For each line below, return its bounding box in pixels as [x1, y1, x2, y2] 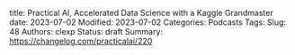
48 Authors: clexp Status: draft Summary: [9, 27, 164, 36]
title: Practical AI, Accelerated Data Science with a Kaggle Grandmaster [9, 8, 273, 18]
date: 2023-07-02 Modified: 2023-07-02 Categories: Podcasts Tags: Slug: [9, 17, 286, 27]
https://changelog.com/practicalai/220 [9, 35, 153, 46]
